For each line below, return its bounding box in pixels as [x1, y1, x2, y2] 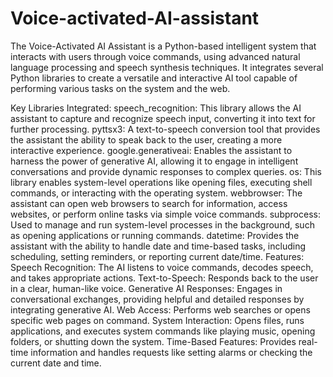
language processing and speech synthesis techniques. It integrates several [10, 61, 324, 73]
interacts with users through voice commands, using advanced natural [10, 50, 301, 62]
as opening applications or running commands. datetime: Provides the [10, 229, 300, 241]
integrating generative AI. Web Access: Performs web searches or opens [10, 303, 311, 316]
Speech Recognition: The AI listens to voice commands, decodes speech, [10, 261, 314, 273]
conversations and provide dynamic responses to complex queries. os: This [10, 165, 322, 177]
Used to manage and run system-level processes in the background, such [10, 218, 315, 231]
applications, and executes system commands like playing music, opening [10, 325, 316, 337]
